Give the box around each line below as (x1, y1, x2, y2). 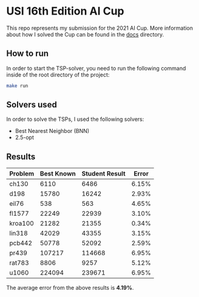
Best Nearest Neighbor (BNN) (15, 128, 90, 135)
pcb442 (9, 239, 32, 247)
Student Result (81, 169, 126, 178)
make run (6, 83, 29, 89)
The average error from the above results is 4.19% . (6, 284, 134, 292)
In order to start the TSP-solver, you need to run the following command (6, 64, 186, 72)
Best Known (39, 169, 76, 178)
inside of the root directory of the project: (6, 71, 110, 78)
